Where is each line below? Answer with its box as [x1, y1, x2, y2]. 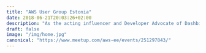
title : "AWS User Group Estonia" [6, 9, 92, 15]
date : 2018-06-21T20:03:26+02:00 [6, 15, 92, 21]
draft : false [6, 26, 40, 32]
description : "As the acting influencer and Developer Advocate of [6, 20, 183, 26]
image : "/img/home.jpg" [6, 32, 67, 38]
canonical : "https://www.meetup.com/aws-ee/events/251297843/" [6, 37, 172, 43]
